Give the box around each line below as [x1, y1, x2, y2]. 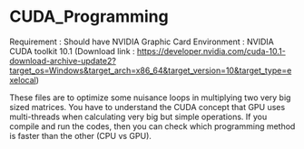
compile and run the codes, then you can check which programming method [9, 120, 296, 132]
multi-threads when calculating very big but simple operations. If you [9, 111, 268, 122]
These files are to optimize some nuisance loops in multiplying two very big [9, 92, 291, 103]
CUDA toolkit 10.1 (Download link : [9, 45, 135, 56]
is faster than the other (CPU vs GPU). [9, 130, 152, 141]
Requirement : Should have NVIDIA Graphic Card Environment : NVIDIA [9, 36, 274, 47]
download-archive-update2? [9, 55, 116, 66]
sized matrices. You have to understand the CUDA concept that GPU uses [9, 101, 286, 112]
